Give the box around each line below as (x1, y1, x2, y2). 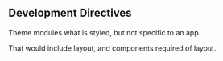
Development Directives (8, 6, 132, 20)
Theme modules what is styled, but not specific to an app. (8, 27, 201, 37)
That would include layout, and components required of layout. (8, 43, 217, 53)
